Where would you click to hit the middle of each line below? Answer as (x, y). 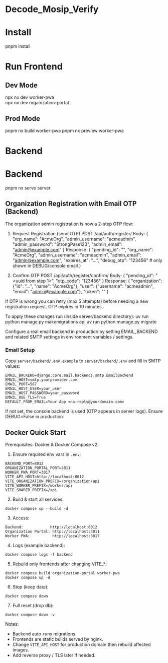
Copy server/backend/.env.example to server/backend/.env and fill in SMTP (83, 361)
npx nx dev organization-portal (37, 103)
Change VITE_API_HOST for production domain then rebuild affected (81, 644)
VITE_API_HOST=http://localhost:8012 (45, 477)
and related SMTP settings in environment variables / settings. (69, 337)
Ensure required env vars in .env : (47, 454)
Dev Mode (22, 85)
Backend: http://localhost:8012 (51, 527)
